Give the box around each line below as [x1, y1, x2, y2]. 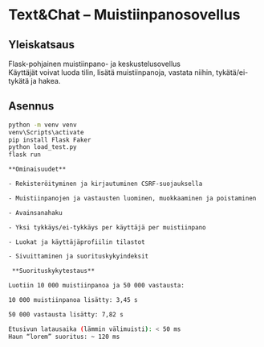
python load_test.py [8, 143, 78, 151]
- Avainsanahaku [8, 209, 63, 217]
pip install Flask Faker [8, 135, 91, 144]
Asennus [8, 99, 55, 114]
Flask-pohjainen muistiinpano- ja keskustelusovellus [8, 59, 181, 68]
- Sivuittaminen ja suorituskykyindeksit [8, 252, 149, 261]
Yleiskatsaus [8, 38, 75, 52]
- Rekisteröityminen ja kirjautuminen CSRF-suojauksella [8, 180, 203, 188]
